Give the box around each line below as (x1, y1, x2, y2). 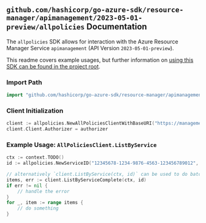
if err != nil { (6, 183, 48, 189)
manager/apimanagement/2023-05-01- (6, 13, 143, 23)
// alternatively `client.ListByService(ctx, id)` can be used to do (6, 172, 188, 178)
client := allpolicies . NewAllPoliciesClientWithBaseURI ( (6, 120, 155, 127)
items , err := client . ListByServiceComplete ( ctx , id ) (6, 176, 147, 183)
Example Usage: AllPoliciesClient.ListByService (6, 140, 157, 149)
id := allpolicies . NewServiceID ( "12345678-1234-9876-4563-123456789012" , (6, 160, 199, 167)
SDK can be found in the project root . (6, 62, 101, 70)
